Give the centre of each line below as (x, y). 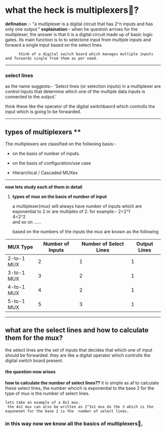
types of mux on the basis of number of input (60, 197)
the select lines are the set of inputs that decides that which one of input (79, 350)
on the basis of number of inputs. (46, 154)
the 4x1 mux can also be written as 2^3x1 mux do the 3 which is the (80, 407)
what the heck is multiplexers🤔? (72, 10)
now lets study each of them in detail (44, 187)
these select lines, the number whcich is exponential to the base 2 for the (80, 388)
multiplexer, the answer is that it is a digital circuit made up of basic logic (79, 34)
